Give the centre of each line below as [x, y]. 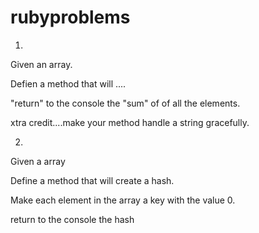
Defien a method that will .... [68, 83]
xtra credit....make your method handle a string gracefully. [130, 122]
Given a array [38, 161]
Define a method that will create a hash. [92, 180]
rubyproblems [70, 17]
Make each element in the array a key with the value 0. [123, 200]
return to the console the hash [72, 219]
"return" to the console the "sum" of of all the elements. [125, 103]
